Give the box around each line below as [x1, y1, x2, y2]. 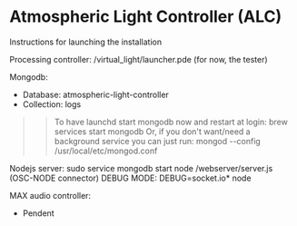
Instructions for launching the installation [9, 36, 162, 47]
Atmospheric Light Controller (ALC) [9, 6, 282, 27]
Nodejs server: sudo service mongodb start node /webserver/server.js [9, 162, 273, 173]
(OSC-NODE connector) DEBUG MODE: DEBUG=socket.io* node [9, 172, 252, 183]
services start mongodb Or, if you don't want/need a [54, 125, 252, 137]
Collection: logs [22, 98, 82, 110]
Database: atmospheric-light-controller [22, 89, 170, 100]
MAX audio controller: [9, 190, 92, 201]
